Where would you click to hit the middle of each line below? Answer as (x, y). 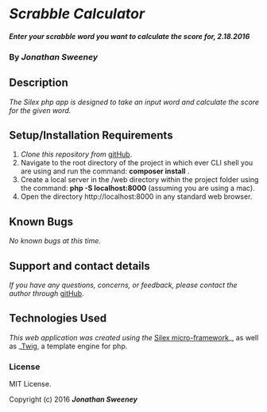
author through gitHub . (46, 293)
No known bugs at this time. (55, 241)
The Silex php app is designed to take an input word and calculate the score (134, 102)
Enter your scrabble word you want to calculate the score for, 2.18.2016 (130, 36)
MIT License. (30, 384)
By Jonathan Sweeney (54, 56)
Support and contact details (79, 266)
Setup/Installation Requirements (91, 135)
